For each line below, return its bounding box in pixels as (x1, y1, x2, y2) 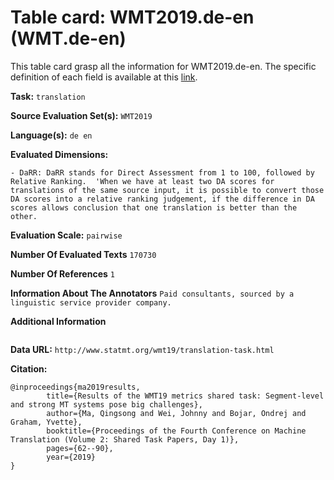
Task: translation (10, 90, 86, 102)
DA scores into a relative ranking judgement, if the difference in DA (10, 194, 315, 204)
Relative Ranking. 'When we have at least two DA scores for (10, 176, 275, 186)
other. (10, 211, 38, 221)
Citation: (10, 362, 48, 375)
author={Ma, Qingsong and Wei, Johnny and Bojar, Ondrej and (46, 408, 307, 418)
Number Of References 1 (10, 267, 115, 280)
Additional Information (10, 315, 107, 327)
